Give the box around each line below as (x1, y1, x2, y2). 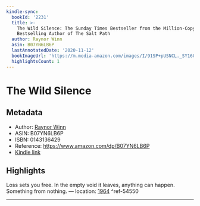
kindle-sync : (6, 8, 39, 15)
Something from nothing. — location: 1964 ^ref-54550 (6, 188, 139, 195)
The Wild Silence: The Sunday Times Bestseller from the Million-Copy (17, 25, 196, 31)
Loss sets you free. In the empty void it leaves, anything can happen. (6, 182, 175, 189)
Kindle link (14, 148, 40, 156)
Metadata (6, 107, 43, 118)
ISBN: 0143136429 (14, 136, 61, 143)
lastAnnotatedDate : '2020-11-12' (11, 47, 95, 53)
